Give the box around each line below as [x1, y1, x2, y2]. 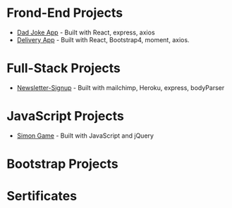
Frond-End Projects [6, 5, 123, 21]
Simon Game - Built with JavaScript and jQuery [16, 131, 154, 140]
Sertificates [6, 188, 78, 204]
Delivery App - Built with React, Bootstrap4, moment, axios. [16, 35, 190, 44]
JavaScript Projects [6, 108, 124, 124]
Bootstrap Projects [6, 156, 118, 171]
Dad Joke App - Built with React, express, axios [16, 28, 156, 37]
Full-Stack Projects [6, 60, 121, 77]
